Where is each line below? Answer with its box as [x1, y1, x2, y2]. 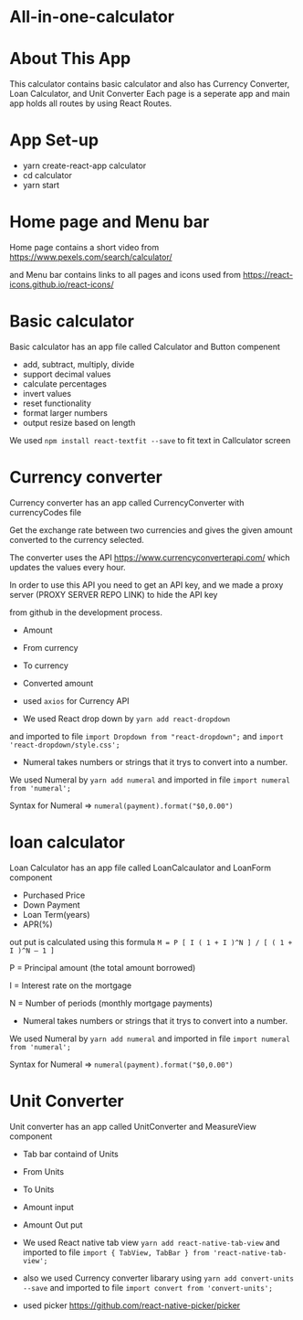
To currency [22, 660, 68, 671]
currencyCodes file [9, 506, 82, 517]
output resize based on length [22, 417, 136, 428]
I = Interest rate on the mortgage [9, 980, 132, 991]
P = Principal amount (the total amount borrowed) [9, 962, 196, 973]
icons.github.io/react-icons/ [9, 279, 114, 290]
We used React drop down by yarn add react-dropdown [22, 713, 231, 724]
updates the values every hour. [9, 561, 126, 572]
